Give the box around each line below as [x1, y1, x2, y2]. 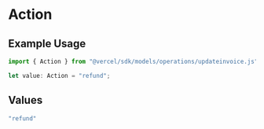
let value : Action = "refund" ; [8, 72, 111, 79]
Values [8, 94, 43, 107]
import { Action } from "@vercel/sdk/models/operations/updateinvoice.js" [8, 57, 258, 65]
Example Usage [8, 37, 86, 50]
